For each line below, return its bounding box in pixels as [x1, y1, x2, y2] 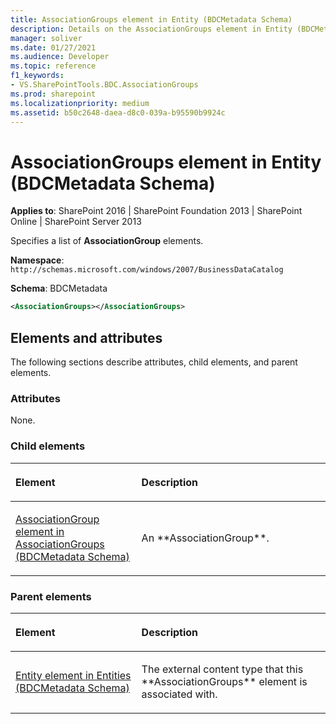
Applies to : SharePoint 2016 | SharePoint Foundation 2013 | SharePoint [10, 205, 303, 217]
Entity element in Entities [15, 668, 132, 682]
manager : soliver [10, 33, 83, 43]
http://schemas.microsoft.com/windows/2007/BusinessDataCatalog [10, 265, 284, 275]
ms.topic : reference [10, 61, 97, 71]
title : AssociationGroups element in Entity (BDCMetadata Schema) [10, 14, 293, 25]
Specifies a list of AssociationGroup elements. [10, 235, 204, 247]
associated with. [141, 687, 218, 701]
